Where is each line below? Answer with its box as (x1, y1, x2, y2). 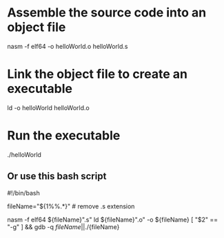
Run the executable (7, 128, 121, 144)
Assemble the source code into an (7, 5, 207, 21)
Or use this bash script (7, 171, 107, 182)
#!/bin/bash (7, 188, 40, 197)
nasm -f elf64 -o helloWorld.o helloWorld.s (7, 42, 128, 50)
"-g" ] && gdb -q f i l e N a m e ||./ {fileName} (7, 222, 120, 231)
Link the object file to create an (7, 67, 188, 82)
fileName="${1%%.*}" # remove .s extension (7, 202, 135, 210)
